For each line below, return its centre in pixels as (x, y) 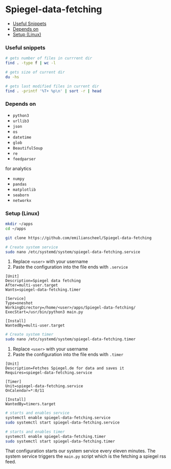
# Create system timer (29, 335)
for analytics (18, 168)
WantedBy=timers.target (31, 404)
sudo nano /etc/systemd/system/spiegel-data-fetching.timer (71, 339)
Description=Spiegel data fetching (43, 281)
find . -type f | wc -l (31, 63)
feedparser (24, 159)
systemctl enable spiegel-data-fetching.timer (56, 436)
